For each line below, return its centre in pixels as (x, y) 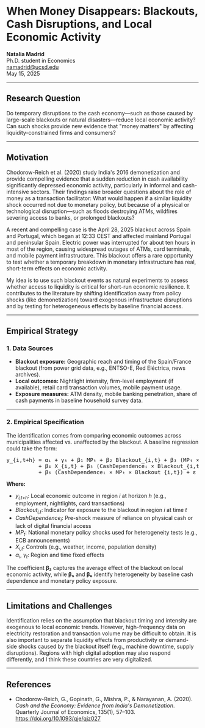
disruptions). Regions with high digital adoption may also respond (88, 653)
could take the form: (32, 448)
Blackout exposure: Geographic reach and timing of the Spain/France (103, 362)
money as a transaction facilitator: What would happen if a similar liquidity (99, 198)
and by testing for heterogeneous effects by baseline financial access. (95, 306)
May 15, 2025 (23, 73)
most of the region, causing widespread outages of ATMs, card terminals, (99, 249)
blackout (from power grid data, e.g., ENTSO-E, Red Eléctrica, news (100, 368)
